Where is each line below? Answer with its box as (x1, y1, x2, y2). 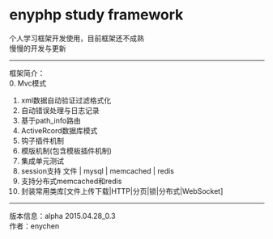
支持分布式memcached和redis (20, 176, 122, 186)
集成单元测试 (20, 156, 64, 166)
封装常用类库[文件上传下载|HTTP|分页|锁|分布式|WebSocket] (20, 186, 224, 195)
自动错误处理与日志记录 (20, 105, 100, 115)
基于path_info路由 (20, 115, 81, 125)
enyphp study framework (9, 6, 184, 24)
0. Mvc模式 (9, 78, 47, 88)
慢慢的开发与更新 (9, 43, 66, 53)
